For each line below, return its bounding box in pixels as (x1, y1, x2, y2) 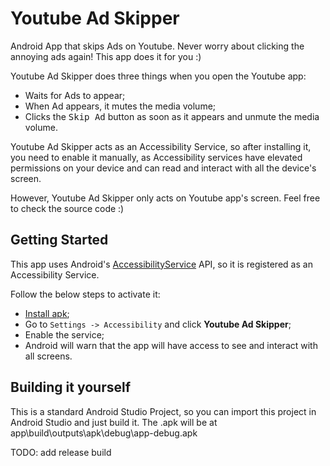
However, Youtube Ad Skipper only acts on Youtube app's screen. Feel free (10, 192, 321, 204)
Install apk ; (24, 307, 70, 319)
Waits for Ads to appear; (24, 89, 126, 101)
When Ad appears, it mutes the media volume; (24, 100, 217, 112)
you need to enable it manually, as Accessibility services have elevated (10, 151, 303, 163)
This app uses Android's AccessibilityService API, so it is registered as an (10, 258, 313, 270)
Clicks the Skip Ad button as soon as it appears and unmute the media (24, 110, 320, 122)
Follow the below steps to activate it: (10, 288, 161, 300)
